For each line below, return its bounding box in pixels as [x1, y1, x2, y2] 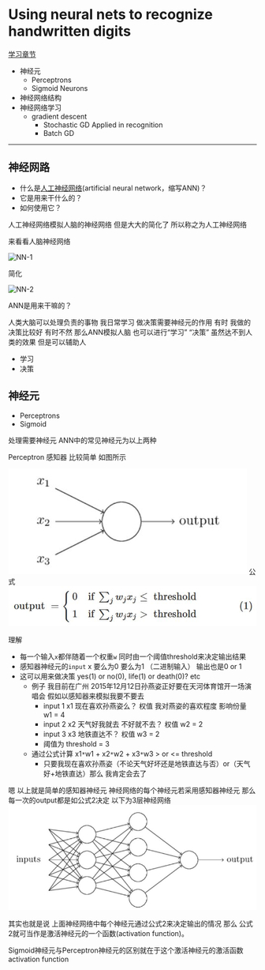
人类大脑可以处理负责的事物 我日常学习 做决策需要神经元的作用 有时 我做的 [8, 318, 251, 327]
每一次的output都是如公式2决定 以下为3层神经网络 [8, 795, 171, 805]
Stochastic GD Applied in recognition [43, 120, 163, 130]
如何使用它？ [19, 203, 62, 212]
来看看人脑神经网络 [8, 236, 71, 246]
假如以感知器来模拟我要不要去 [47, 691, 144, 701]
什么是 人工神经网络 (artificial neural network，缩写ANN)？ [19, 183, 207, 193]
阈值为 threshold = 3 [43, 739, 110, 748]
